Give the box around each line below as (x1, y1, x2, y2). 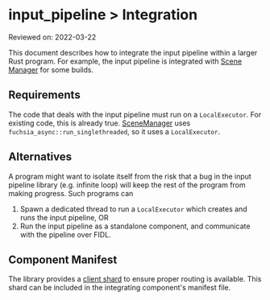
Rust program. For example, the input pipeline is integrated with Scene (8, 56, 243, 66)
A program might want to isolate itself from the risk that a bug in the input (8, 171, 251, 181)
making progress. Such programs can (8, 188, 134, 198)
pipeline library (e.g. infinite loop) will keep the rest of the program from (8, 179, 246, 190)
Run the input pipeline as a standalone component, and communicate (19, 221, 251, 231)
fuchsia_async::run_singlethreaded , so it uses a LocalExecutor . (8, 126, 220, 136)
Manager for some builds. (8, 64, 94, 74)
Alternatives (8, 150, 73, 164)
